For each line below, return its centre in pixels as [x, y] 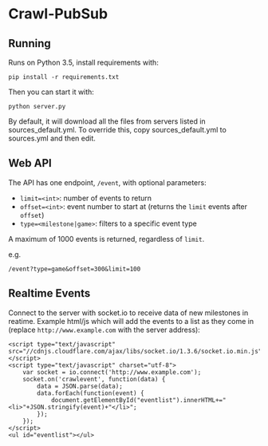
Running [30, 43]
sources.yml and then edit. [52, 138]
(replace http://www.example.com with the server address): [104, 330]
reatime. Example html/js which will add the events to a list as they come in [131, 321]
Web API [30, 163]
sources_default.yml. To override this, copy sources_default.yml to [118, 130]
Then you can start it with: [51, 92]
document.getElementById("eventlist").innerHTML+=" [138, 400]
